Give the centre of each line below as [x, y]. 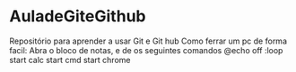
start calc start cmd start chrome [70, 60]
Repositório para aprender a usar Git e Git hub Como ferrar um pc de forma [148, 41]
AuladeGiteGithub [78, 16]
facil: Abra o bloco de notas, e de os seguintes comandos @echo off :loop [146, 50]
